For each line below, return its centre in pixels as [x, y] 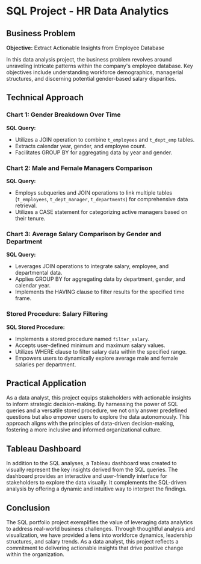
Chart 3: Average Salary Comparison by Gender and [84, 234]
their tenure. [30, 218]
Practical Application [46, 383]
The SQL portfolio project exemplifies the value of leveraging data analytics [100, 522]
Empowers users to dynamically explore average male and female [97, 358]
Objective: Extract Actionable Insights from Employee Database [85, 48]
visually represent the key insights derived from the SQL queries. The [92, 470]
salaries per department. [45, 364]
